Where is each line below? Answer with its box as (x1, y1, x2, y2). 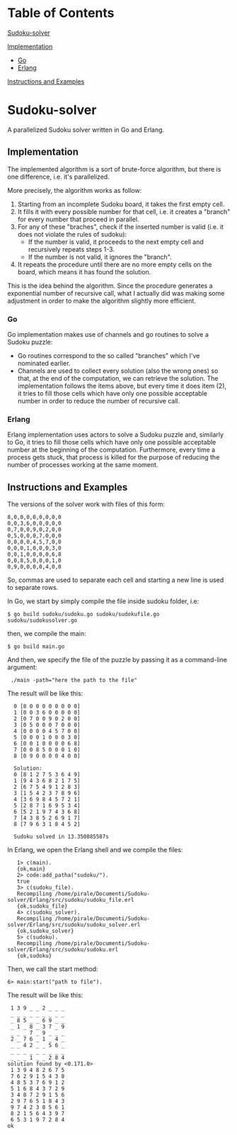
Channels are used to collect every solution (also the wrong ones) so (17, 367, 219, 375)
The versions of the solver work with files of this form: (7, 500, 165, 508)
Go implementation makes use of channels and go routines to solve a (7, 330, 209, 338)
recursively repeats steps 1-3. (28, 245, 115, 253)
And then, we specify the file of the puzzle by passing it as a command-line (7, 656, 228, 664)
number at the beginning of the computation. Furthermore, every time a (7, 445, 216, 454)
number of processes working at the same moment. (7, 461, 158, 469)
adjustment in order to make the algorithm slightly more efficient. (7, 296, 197, 305)
